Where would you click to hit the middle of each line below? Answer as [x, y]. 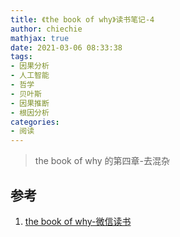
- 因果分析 [30, 66]
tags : [21, 57]
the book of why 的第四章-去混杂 [102, 161]
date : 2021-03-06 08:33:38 [66, 47]
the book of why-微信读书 [78, 221]
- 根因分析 [30, 112]
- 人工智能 [30, 76]
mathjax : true [40, 38]
